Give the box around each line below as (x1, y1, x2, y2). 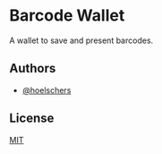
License (9, 111, 55, 126)
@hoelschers (21, 84, 72, 95)
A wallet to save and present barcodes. (9, 35, 154, 46)
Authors (9, 61, 56, 76)
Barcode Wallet (9, 5, 125, 26)
